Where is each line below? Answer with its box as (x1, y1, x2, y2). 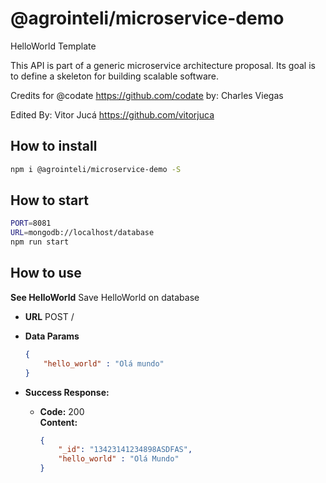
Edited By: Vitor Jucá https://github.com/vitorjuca (10, 108, 215, 121)
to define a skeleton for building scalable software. (10, 70, 220, 82)
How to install (10, 138, 98, 155)
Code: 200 (39, 405, 85, 417)
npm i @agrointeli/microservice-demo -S (10, 164, 182, 174)
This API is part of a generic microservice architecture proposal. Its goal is (10, 59, 316, 71)
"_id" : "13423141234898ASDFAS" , (58, 445, 193, 455)
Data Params (24, 330, 80, 342)
